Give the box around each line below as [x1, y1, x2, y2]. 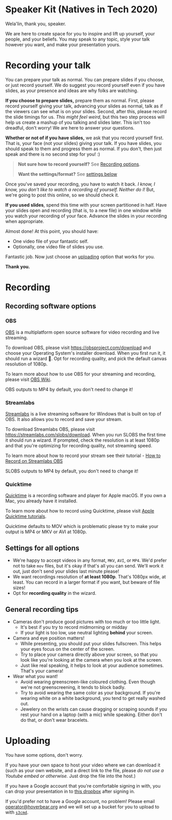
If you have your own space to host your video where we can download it [5, 762, 161, 768]
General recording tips [5, 605, 79, 614]
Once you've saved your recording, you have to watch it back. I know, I [5, 181, 156, 187]
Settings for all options [5, 543, 80, 552]
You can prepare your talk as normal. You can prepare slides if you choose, [5, 76, 164, 83]
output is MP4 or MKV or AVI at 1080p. [5, 529, 87, 535]
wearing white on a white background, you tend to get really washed [20, 695, 166, 701]
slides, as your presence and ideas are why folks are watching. [5, 87, 139, 94]
